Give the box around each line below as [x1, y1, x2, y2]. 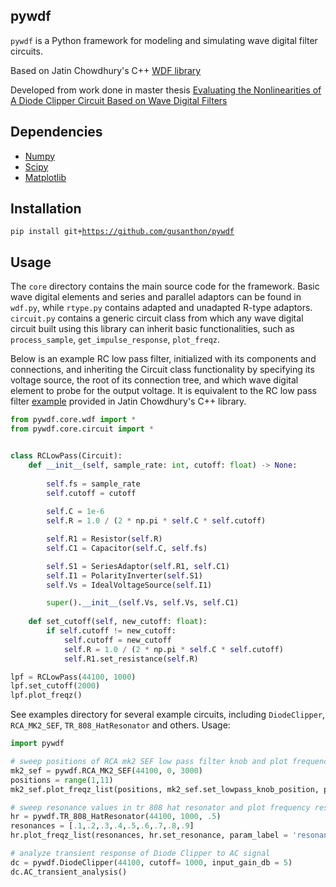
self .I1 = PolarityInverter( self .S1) [46, 570, 203, 581]
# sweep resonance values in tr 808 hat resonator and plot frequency [10, 802, 311, 813]
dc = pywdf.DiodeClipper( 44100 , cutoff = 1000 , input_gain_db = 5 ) [10, 857, 293, 868]
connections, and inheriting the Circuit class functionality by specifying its [10, 364, 315, 376]
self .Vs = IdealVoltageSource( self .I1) [46, 580, 213, 590]
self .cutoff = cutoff [46, 488, 137, 498]
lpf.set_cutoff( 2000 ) [10, 681, 101, 691]
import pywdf [10, 739, 65, 749]
